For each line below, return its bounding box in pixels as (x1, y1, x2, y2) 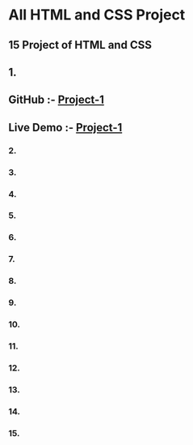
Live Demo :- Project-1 (8, 120, 123, 135)
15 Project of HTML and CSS (8, 38, 152, 52)
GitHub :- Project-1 (8, 93, 105, 107)
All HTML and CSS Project (8, 6, 186, 24)
